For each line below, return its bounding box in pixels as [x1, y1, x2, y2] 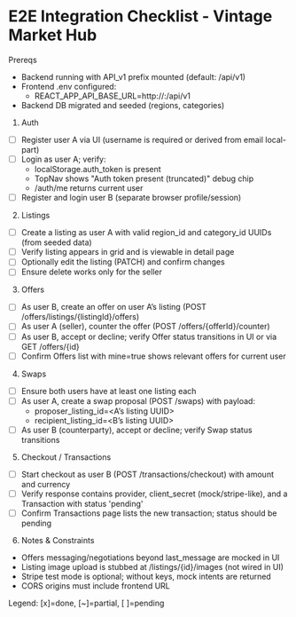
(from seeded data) [20, 237, 92, 248]
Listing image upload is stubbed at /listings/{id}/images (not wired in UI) [20, 562, 284, 572]
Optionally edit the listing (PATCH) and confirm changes [20, 257, 225, 267]
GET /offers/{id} [20, 341, 81, 352]
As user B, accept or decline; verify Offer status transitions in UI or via [20, 331, 277, 342]
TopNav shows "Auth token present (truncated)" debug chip [34, 173, 254, 184]
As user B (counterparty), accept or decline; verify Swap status [20, 424, 253, 435]
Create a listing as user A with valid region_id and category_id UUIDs [20, 227, 272, 238]
